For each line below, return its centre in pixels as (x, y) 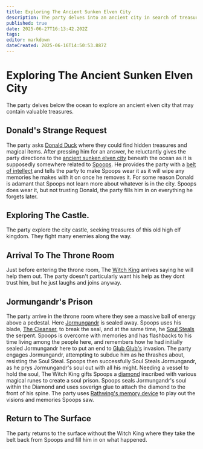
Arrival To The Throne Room (60, 255)
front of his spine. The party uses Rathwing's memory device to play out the (101, 393)
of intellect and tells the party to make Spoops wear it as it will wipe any (95, 170)
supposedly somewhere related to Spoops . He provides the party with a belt (101, 164)
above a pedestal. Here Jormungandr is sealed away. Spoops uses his (94, 323)
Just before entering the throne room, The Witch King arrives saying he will (100, 270)
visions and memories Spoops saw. (50, 400)
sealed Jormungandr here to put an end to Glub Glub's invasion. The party (99, 349)
